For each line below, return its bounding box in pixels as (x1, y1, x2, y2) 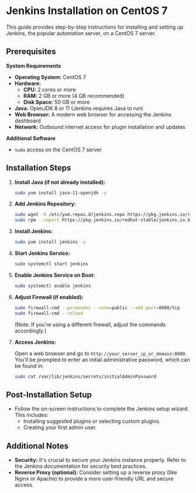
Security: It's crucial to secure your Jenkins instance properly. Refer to (14, 457, 186, 464)
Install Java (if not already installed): (14, 179, 106, 186)
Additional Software (6, 135, 56, 142)
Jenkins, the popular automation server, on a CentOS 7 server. (6, 29, 156, 36)
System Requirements (6, 62, 61, 69)
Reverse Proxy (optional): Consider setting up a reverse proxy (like (14, 469, 177, 476)
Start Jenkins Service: (14, 250, 70, 257)
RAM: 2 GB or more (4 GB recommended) (23, 92, 125, 99)
